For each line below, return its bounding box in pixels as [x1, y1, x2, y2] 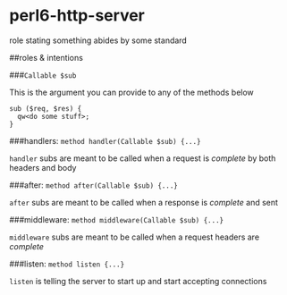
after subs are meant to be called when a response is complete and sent [9, 197, 279, 207]
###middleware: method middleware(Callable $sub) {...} [9, 214, 224, 224]
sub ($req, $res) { [9, 104, 82, 113]
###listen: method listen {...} [9, 258, 125, 269]
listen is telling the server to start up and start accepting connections [9, 275, 267, 286]
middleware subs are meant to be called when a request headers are [9, 232, 260, 242]
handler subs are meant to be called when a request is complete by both [9, 153, 276, 164]
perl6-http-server [9, 5, 145, 26]
